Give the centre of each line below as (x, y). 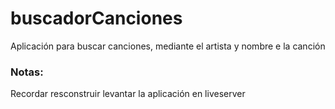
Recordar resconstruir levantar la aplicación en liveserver (128, 94)
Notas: (27, 72)
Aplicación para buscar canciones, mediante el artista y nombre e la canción (168, 46)
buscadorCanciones (96, 18)
